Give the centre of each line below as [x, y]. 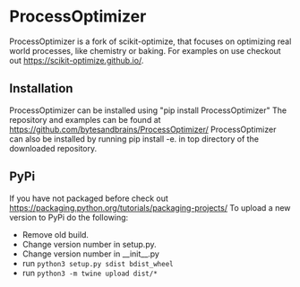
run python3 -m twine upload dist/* [90, 273]
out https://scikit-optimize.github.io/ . [77, 60]
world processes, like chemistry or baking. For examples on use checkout [145, 50]
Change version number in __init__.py [90, 254]
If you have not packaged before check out [89, 198]
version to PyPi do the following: [69, 217]
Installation [41, 88]
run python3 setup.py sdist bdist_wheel [98, 263]
